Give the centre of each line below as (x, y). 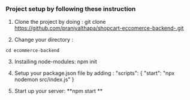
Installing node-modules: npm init (55, 62)
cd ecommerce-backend (33, 51)
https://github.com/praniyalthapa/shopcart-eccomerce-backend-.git (99, 28)
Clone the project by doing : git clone (60, 22)
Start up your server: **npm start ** (58, 91)
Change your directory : (43, 40)
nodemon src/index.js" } (44, 80)
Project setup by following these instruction (71, 9)
